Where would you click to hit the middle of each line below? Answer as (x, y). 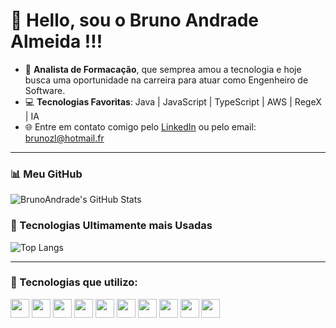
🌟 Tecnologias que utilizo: (74, 282)
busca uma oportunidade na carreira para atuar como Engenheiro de (166, 80)
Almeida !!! (56, 41)
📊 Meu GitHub (46, 174)
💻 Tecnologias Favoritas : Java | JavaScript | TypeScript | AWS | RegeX (173, 101)
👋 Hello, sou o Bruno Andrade (134, 20)
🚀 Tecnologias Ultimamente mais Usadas (111, 226)
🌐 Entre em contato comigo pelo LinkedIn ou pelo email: (140, 126)
